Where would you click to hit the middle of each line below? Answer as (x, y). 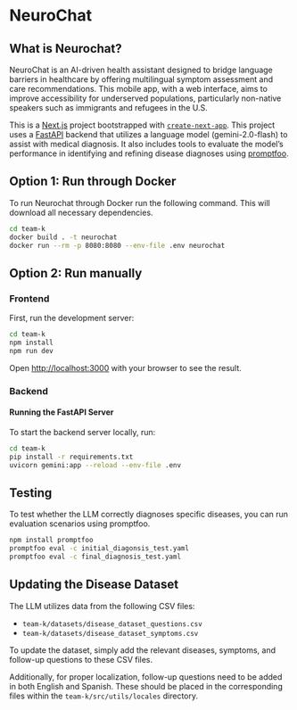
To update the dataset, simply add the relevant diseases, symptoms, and (143, 650)
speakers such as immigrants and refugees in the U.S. (108, 107)
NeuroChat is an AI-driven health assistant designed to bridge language (141, 70)
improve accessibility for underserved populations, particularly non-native (145, 98)
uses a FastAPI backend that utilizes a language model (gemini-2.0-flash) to (148, 134)
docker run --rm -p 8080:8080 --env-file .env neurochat (117, 245)
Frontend (29, 298)
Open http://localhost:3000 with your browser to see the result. (126, 367)
